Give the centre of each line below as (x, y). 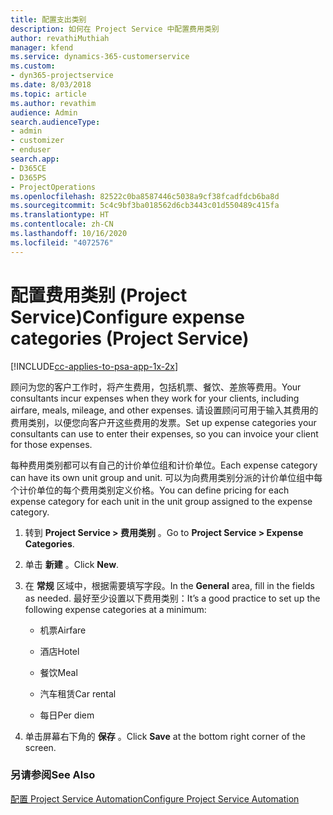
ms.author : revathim (53, 103)
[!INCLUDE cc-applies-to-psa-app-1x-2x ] (94, 366)
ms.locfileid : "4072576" (62, 242)
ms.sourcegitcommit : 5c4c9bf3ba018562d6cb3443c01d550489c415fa (145, 206)
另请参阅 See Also (53, 775)
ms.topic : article (48, 94)
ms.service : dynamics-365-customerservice (100, 57)
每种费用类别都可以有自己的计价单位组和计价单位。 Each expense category (164, 465)
